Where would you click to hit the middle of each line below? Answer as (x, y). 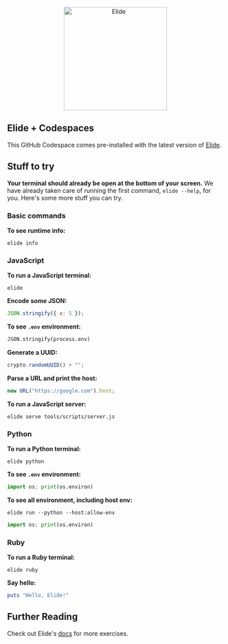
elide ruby (23, 570)
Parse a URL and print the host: (52, 378)
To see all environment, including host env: (70, 500)
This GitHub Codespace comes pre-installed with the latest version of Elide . (114, 145)
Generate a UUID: (32, 352)
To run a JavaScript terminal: (49, 276)
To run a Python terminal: (44, 449)
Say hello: (22, 583)
